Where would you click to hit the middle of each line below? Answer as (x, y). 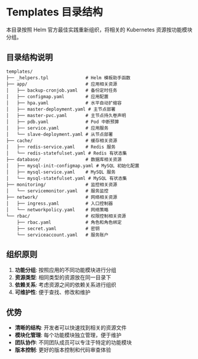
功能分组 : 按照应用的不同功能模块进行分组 (65, 270)
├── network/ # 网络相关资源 (62, 197)
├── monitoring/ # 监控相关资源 (62, 185)
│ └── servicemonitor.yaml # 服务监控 (57, 191)
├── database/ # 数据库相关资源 (64, 159)
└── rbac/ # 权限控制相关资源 (66, 216)
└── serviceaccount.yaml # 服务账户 (63, 235)
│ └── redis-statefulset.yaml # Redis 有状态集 (66, 153)
